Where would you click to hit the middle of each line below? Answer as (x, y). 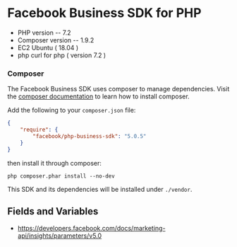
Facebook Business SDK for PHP (104, 13)
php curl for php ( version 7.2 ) (62, 55)
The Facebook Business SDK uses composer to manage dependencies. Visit (119, 89)
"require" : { (39, 130)
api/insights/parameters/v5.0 (60, 236)
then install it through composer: (55, 163)
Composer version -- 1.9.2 (56, 40)
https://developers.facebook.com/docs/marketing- (91, 229)
